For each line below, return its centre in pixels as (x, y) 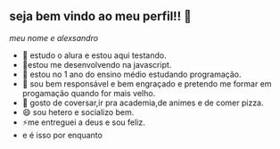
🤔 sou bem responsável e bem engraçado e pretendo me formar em (147, 83)
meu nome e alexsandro (54, 37)
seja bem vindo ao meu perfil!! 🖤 (100, 17)
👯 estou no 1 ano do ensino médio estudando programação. (132, 74)
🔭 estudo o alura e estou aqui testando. (94, 55)
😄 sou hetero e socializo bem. (78, 112)
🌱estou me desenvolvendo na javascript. (97, 64)
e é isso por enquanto (62, 135)
